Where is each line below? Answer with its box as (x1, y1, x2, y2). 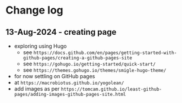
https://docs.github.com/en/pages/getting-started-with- (33, 50, 177, 56)
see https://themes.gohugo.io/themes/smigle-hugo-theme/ (23, 67, 167, 74)
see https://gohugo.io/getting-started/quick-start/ (23, 60, 156, 67)
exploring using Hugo (14, 42, 67, 49)
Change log (5, 4, 63, 17)
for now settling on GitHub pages (14, 73, 95, 79)
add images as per (14, 85, 60, 92)
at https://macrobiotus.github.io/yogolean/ (14, 79, 124, 86)
